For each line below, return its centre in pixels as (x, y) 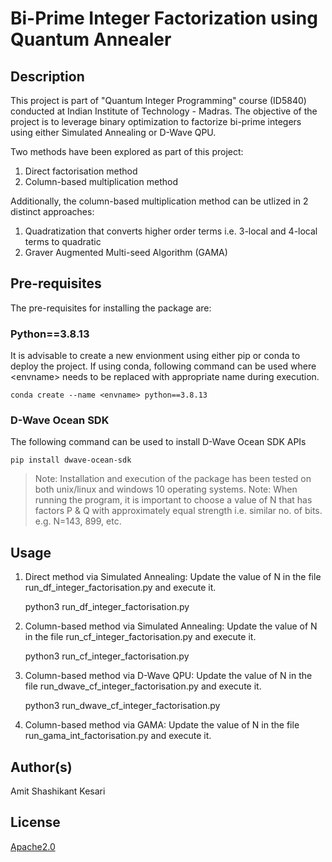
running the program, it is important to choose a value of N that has (173, 500)
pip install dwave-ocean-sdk (71, 460)
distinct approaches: (52, 211)
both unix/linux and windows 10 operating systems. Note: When (166, 489)
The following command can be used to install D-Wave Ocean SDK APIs (158, 442)
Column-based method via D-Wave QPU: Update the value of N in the (168, 676)
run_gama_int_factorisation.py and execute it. (118, 736)
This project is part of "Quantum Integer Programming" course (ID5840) (158, 100)
